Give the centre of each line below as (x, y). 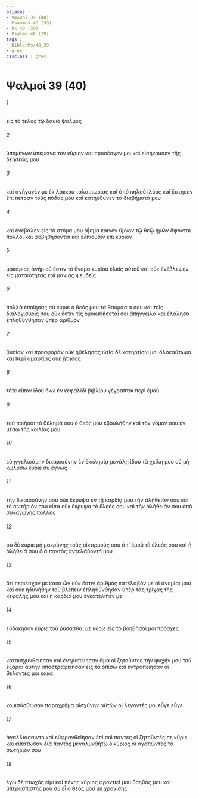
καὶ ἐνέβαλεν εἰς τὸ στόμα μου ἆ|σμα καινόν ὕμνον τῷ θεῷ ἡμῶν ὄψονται (99, 230)
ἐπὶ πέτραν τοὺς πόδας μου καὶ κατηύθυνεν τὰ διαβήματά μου (83, 198)
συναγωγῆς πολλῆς (31, 513)
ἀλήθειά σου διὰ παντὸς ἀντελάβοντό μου (60, 551)
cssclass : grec (26, 56)
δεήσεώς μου (23, 159)
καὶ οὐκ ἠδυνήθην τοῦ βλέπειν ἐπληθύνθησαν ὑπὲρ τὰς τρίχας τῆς (89, 590)
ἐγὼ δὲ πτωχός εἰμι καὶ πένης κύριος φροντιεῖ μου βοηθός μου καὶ (89, 782)
